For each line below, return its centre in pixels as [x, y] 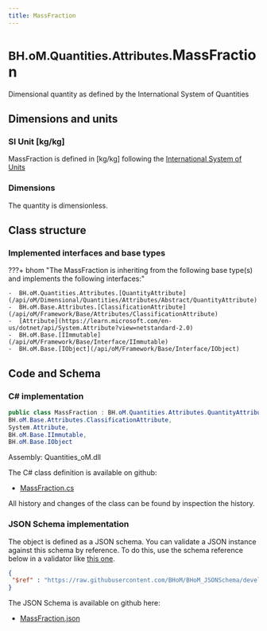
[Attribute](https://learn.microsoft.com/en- [95, 321]
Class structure [47, 230]
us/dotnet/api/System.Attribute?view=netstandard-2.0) [101, 328]
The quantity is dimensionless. [58, 205]
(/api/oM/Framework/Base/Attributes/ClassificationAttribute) [113, 314]
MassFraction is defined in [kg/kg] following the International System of [125, 159]
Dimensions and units [63, 119]
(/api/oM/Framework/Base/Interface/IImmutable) [89, 342]
